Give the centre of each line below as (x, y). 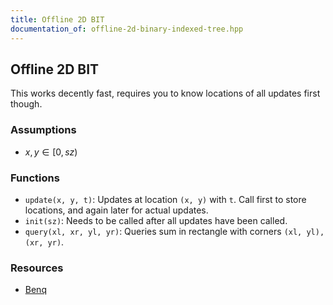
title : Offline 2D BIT (57, 19)
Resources (37, 268)
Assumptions (43, 130)
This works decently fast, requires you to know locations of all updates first (165, 93)
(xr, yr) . (44, 242)
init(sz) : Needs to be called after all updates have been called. (156, 220)
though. (26, 104)
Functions (35, 178)
